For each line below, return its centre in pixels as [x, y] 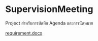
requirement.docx [24, 33]
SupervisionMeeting [49, 9]
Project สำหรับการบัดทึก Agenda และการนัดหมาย [49, 23]
